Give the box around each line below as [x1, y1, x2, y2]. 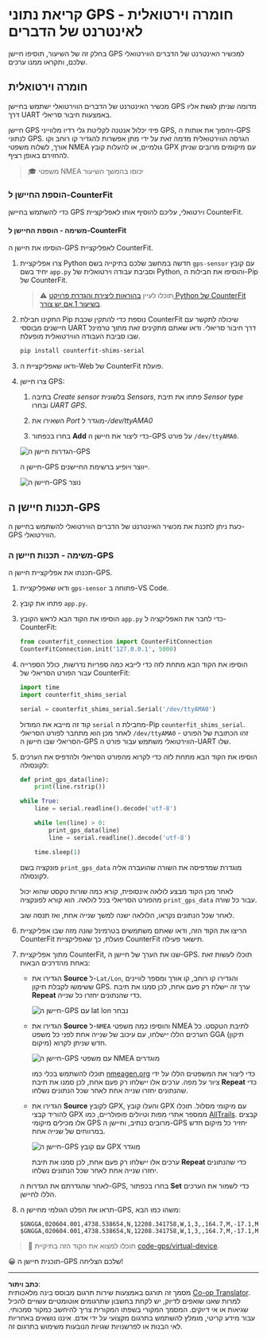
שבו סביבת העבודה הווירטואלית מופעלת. [19, 331, 141, 341]
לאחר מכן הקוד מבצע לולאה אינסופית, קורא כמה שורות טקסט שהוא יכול [19, 886, 234, 895]
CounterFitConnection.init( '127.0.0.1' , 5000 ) [19, 645, 177, 653]
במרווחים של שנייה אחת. [31, 1126, 106, 1135]
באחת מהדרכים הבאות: [19, 957, 91, 967]
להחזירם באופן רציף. [8, 150, 70, 160]
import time [19, 683, 60, 691]
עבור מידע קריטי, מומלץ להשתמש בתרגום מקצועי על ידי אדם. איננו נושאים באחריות [8, 1313, 256, 1322]
